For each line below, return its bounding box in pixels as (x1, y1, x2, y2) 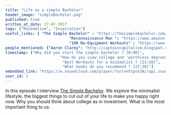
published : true (5, 17, 40, 22)
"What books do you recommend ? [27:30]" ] (62, 64, 154, 69)
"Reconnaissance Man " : (69, 36, 120, 41)
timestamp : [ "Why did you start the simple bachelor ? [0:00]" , (5, 50, 145, 55)
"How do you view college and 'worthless (60, 54, 149, 60)
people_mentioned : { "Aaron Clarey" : (5, 45, 83, 50)
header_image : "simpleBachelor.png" (5, 12, 83, 17)
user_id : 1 (5, 74, 28, 79)
